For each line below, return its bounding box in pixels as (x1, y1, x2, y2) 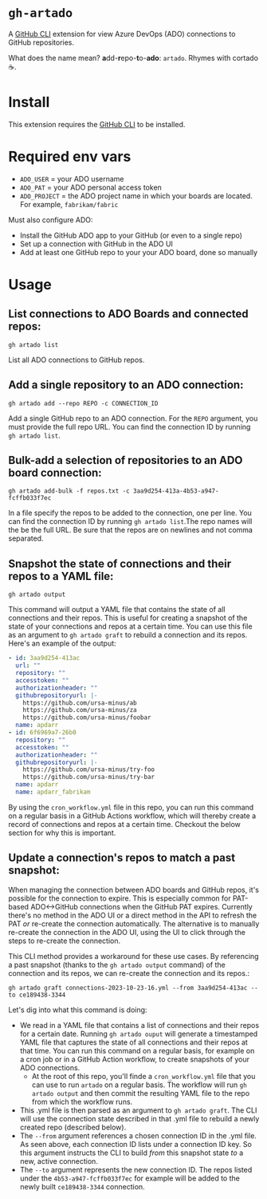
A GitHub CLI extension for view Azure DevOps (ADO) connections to (8, 29, 236, 38)
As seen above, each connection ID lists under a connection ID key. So (19, 1139, 253, 1149)
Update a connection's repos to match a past (8, 851, 236, 865)
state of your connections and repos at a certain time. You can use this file (8, 621, 253, 631)
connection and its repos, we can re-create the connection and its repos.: (8, 968, 249, 977)
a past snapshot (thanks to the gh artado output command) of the (8, 960, 226, 969)
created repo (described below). (19, 1122, 127, 1132)
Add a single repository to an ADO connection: (8, 378, 244, 392)
